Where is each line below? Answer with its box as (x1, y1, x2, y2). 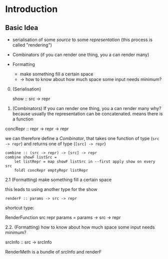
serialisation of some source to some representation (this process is (12, 36, 152, 42)
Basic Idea (5, 23, 38, 32)
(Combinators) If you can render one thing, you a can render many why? (12, 105, 161, 111)
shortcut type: (5, 205, 34, 210)
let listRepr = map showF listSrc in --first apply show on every (14, 159, 155, 164)
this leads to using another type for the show (5, 186, 97, 192)
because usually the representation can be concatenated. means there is (12, 111, 163, 116)
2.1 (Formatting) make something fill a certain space (5, 176, 112, 182)
